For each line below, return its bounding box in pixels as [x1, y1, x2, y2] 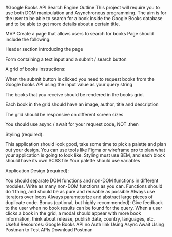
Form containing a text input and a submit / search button [5, 56, 127, 62]
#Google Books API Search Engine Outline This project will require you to [5, 5, 160, 10]
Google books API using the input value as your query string [5, 82, 132, 87]
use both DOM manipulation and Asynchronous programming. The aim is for [5, 10, 167, 16]
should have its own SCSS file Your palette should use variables [5, 158, 140, 163]
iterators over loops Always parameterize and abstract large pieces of [5, 194, 153, 200]
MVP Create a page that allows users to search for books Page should [5, 31, 154, 37]
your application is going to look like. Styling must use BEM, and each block [5, 152, 165, 158]
